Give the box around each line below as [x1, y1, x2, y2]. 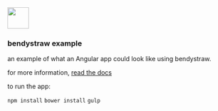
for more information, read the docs [7, 68, 113, 77]
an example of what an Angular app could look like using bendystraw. [7, 55, 212, 63]
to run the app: [7, 82, 51, 91]
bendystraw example [7, 38, 83, 48]
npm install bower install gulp [7, 97, 101, 105]
